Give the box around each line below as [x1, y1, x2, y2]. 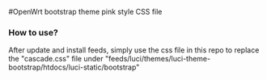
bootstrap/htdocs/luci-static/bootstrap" [8, 62, 140, 72]
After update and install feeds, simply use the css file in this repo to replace [8, 45, 260, 55]
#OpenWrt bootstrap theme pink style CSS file [8, 7, 163, 16]
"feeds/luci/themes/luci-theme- [104, 54, 211, 64]
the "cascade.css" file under [8, 54, 104, 64]
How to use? [8, 27, 58, 38]
